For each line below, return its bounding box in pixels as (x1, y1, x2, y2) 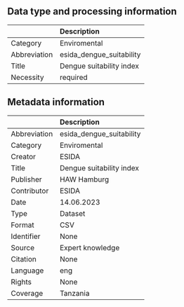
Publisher (11, 175, 42, 184)
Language (11, 266, 44, 275)
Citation (11, 254, 37, 264)
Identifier (11, 231, 41, 241)
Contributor (11, 186, 49, 196)
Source (11, 243, 35, 252)
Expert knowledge (59, 243, 120, 252)
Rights (11, 277, 32, 287)
